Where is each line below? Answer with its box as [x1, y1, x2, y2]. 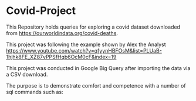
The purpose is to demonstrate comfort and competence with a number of [6, 82, 186, 89]
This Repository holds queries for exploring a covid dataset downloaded [6, 23, 181, 30]
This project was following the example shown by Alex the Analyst [6, 41, 166, 48]
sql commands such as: [6, 88, 63, 95]
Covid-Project [6, 4, 76, 18]
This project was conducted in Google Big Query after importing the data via [6, 64, 191, 71]
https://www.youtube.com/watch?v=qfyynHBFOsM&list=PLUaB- [6, 47, 163, 54]
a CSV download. [6, 71, 48, 78]
